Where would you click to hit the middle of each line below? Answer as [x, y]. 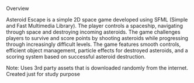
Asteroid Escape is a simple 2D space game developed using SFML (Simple [97, 19]
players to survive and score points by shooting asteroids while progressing [97, 38]
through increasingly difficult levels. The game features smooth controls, [93, 44]
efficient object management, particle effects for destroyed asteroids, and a [97, 50]
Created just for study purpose [43, 74]
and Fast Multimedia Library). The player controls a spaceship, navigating [94, 26]
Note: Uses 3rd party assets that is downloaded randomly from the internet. [97, 68]
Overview [18, 8]
